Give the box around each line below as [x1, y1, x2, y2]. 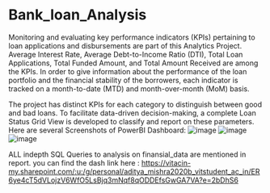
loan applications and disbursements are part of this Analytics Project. [8, 40, 243, 50]
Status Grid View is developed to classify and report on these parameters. [8, 116, 255, 126]
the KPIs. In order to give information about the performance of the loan [8, 66, 247, 76]
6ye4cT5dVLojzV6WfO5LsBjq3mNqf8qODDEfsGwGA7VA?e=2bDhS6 [8, 175, 238, 185]
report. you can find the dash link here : [8, 157, 140, 167]
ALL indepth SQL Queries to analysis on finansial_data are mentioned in [8, 149, 247, 159]
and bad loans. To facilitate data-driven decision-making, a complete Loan [8, 107, 256, 118]
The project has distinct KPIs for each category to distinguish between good [8, 99, 263, 109]
